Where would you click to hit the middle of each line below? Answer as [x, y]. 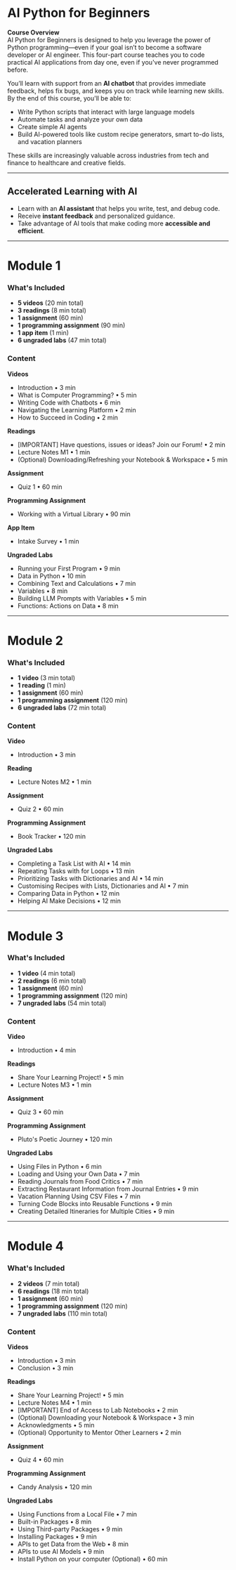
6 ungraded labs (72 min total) [62, 708]
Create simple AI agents [52, 126]
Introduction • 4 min [46, 1050]
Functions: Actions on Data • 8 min [68, 606]
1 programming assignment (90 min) [71, 325]
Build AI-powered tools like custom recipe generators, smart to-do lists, [121, 134]
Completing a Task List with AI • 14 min [74, 864]
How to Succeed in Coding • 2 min [67, 417]
